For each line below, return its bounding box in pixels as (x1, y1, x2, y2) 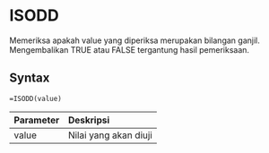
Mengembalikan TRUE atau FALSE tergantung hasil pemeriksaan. (9, 44, 249, 55)
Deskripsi (67, 114, 110, 126)
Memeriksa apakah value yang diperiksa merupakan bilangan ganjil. (9, 35, 260, 46)
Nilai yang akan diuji (67, 129, 152, 141)
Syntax (9, 71, 50, 86)
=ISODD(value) (9, 94, 63, 103)
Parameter (13, 114, 60, 126)
